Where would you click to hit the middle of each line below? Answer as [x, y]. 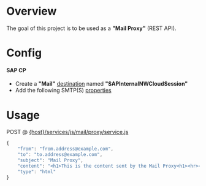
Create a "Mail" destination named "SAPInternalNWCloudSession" [101, 84]
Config [24, 53]
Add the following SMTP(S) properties [63, 91]
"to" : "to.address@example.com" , [60, 155]
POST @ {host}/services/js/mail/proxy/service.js [67, 132]
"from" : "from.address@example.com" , [66, 149]
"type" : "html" [37, 172]
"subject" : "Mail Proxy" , [51, 160]
